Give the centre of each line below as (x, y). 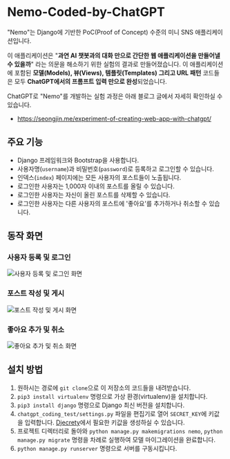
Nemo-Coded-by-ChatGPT (86, 12)
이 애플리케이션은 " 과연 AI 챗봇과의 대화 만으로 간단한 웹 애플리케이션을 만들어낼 (114, 55)
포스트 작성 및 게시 (36, 294)
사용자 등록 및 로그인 (39, 258)
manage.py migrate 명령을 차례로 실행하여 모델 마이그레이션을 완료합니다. (116, 440)
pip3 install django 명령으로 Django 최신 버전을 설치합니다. (101, 405)
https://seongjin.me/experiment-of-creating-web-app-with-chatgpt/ (114, 118)
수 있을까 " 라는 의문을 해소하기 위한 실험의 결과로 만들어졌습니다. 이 (98, 64)
